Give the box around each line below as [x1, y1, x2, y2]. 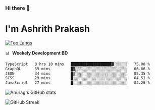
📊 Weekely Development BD [5, 50, 68, 56]
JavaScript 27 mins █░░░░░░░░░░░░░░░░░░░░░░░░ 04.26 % [5, 80, 150, 85]
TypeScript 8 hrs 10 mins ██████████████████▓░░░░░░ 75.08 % [5, 62, 150, 67]
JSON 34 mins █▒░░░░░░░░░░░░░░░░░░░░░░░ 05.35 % [5, 71, 150, 76]
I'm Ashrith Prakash [5, 23, 90, 35]
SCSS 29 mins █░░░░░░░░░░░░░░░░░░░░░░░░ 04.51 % [5, 76, 150, 81]
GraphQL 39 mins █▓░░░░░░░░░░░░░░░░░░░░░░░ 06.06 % [5, 66, 150, 71]
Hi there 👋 [5, 5, 30, 12]
